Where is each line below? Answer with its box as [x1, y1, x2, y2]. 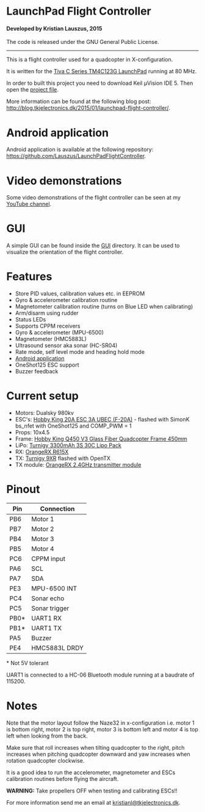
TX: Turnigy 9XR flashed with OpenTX [15, 455, 111, 462]
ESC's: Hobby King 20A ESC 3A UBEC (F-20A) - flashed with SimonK [15, 416, 190, 423]
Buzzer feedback [15, 368, 59, 375]
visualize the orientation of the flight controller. [6, 248, 124, 256]
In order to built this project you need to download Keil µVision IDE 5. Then [6, 79, 193, 87]
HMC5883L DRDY [31, 644, 84, 652]
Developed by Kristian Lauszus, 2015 [6, 24, 103, 32]
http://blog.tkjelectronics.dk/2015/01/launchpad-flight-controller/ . [6, 104, 171, 112]
